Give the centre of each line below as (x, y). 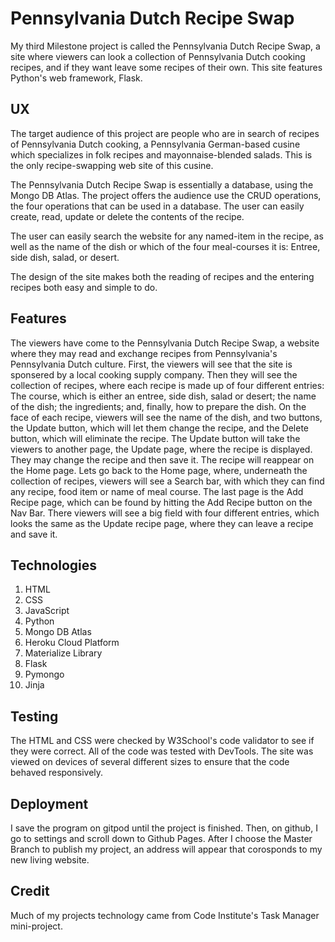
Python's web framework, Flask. (76, 78)
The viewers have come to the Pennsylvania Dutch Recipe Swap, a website (165, 343)
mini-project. (36, 926)
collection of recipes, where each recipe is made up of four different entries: (167, 385)
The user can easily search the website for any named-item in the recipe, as (167, 236)
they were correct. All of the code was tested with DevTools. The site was (162, 751)
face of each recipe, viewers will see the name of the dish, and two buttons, (166, 417)
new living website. (50, 860)
